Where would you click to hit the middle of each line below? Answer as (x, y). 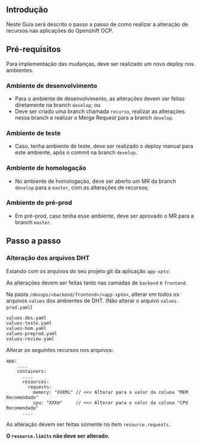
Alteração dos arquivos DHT (48, 258)
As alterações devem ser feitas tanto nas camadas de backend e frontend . (97, 283)
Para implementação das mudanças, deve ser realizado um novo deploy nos (100, 64)
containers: (32, 371)
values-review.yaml (30, 339)
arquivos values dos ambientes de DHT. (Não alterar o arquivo (83, 301)
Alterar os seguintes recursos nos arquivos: (60, 350)
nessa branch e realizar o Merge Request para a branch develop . (94, 117)
